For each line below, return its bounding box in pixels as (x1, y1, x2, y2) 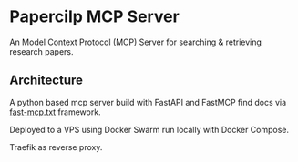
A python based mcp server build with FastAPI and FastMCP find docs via (9, 96, 287, 107)
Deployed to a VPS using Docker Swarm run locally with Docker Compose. (9, 124, 290, 135)
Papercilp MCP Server (9, 6, 180, 27)
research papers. (9, 46, 74, 56)
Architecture (9, 73, 84, 88)
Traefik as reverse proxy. (9, 141, 103, 152)
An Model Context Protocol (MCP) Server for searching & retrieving (9, 36, 262, 47)
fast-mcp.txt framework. (9, 106, 102, 117)
